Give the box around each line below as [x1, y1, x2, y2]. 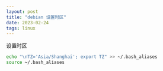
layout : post [6, 8, 39, 15]
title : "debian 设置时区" [6, 14, 67, 20]
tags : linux [6, 25, 36, 31]
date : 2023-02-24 [6, 20, 49, 25]
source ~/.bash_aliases [6, 60, 65, 66]
